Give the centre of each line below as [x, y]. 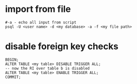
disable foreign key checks [62, 46]
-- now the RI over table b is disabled [48, 68]
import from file [38, 9]
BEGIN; [12, 60]
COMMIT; [13, 77]
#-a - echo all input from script [41, 22]
